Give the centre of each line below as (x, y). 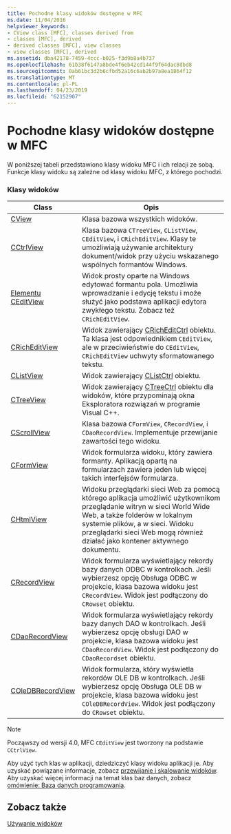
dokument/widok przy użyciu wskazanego (150, 256)
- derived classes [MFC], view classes (64, 45)
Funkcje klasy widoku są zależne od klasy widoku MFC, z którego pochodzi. (115, 171)
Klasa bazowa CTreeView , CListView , (140, 230)
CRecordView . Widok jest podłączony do (145, 595)
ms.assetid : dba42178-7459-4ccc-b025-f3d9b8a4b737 (81, 59)
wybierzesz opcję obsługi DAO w (135, 632)
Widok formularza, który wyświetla (138, 669)
